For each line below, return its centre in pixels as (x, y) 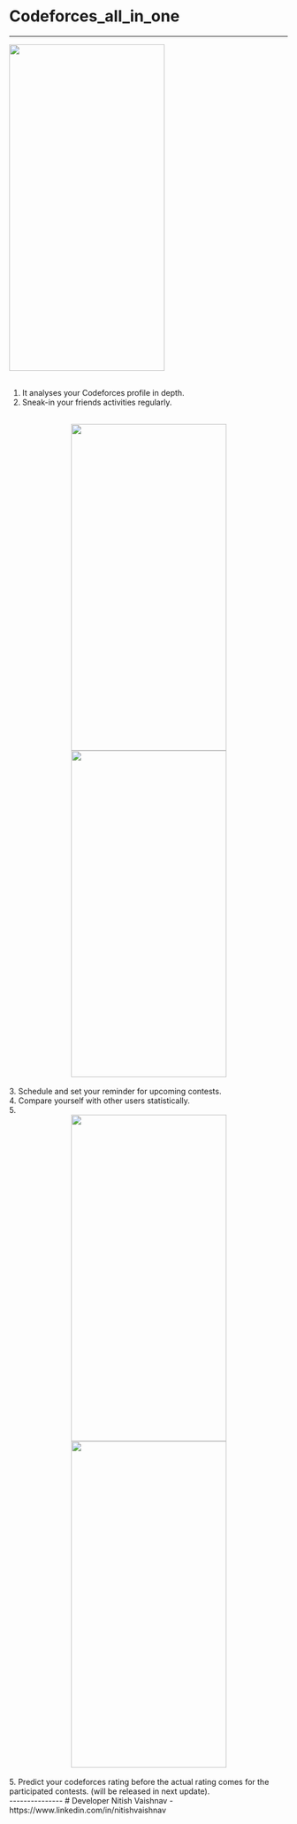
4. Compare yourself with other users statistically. (99, 1101)
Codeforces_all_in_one (95, 16)
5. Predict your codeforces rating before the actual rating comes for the (139, 1781)
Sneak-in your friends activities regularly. (97, 402)
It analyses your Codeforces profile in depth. (103, 392)
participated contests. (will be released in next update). (110, 1791)
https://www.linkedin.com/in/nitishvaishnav (88, 1810)
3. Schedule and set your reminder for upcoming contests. (115, 1091)
